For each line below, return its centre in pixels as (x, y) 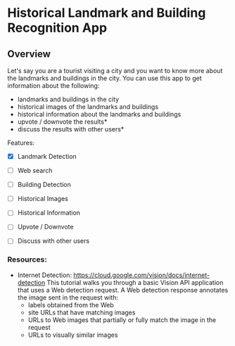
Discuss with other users (53, 241)
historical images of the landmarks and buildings (88, 107)
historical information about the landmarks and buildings (99, 114)
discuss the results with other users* (71, 129)
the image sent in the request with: (68, 297)
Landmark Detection (47, 156)
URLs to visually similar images (73, 335)
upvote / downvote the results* (62, 122)
